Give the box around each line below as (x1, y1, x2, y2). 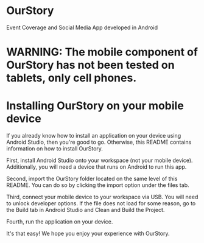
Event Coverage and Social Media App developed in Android (6, 24, 158, 31)
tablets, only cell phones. (6, 71, 137, 85)
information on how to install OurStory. (6, 145, 104, 152)
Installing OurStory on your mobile (6, 99, 184, 113)
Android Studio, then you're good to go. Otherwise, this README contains (6, 138, 192, 146)
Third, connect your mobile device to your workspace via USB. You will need (6, 193, 199, 201)
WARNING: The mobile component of (6, 45, 198, 59)
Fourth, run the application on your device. (6, 218, 113, 225)
